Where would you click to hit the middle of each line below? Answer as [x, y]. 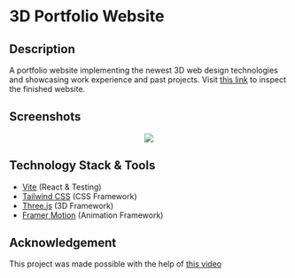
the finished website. [47, 89]
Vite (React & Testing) [62, 187]
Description [42, 49]
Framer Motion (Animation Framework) [93, 215]
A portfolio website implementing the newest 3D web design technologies [144, 70]
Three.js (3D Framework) [68, 205]
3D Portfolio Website [87, 16]
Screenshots [45, 117]
